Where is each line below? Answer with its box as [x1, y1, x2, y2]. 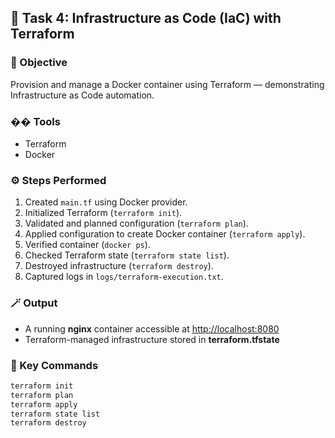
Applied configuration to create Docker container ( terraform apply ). [24, 228, 306, 240]
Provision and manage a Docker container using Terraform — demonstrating [10, 78, 325, 90]
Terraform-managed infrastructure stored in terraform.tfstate [24, 333, 280, 345]
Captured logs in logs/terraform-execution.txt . [24, 271, 224, 283]
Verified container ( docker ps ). [24, 239, 151, 251]
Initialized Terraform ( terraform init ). [24, 207, 183, 219]
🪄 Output [10, 296, 58, 310]
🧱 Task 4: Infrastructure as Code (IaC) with [10, 10, 282, 27]
